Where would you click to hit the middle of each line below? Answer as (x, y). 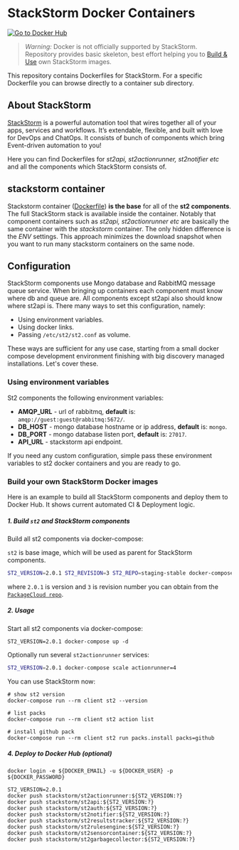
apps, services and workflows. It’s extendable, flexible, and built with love (115, 130)
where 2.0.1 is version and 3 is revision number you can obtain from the (113, 586)
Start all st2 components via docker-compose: (75, 628)
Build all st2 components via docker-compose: (75, 538)
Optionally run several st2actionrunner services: (78, 654)
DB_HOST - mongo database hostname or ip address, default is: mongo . (122, 426)
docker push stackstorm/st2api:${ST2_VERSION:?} (81, 802)
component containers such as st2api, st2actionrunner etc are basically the (118, 221)
